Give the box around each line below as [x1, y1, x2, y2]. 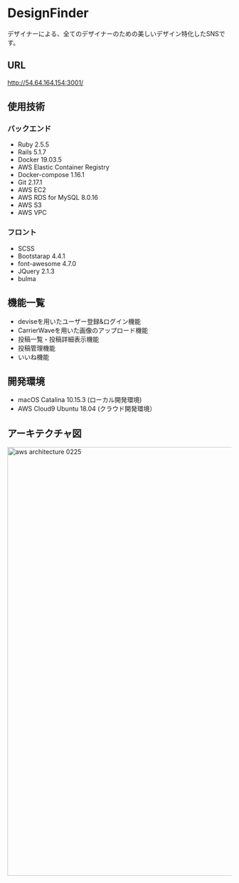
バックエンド [7, 124, 52, 134]
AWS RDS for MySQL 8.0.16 [17, 194, 98, 202]
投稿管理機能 [17, 344, 55, 352]
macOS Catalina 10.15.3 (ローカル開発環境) [17, 396, 142, 404]
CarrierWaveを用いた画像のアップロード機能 [17, 326, 149, 334]
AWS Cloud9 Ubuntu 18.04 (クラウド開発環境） [17, 404, 156, 413]
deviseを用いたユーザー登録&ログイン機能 [17, 317, 141, 325]
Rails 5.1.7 [17, 148, 46, 157]
